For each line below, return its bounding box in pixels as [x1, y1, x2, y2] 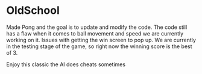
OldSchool [6, 4, 60, 17]
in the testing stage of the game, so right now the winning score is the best [6, 43, 192, 50]
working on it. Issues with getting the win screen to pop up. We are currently [6, 36, 196, 43]
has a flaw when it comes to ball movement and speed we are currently [6, 29, 184, 37]
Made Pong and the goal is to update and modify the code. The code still [6, 23, 188, 31]
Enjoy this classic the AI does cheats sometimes [6, 61, 125, 68]
